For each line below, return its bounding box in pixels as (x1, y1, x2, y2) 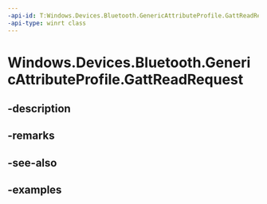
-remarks (7, 129, 55, 143)
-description (7, 102, 71, 116)
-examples (7, 183, 62, 197)
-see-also (7, 156, 57, 170)
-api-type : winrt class (7, 19, 87, 27)
